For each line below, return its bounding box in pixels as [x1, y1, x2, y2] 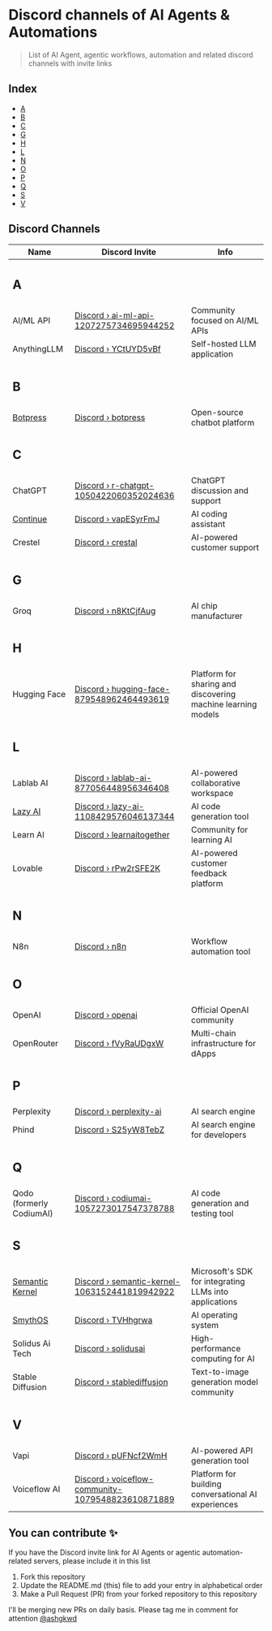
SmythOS [12, 1314, 49, 1326]
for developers [191, 1129, 247, 1140]
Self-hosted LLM [191, 339, 257, 350]
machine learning [191, 699, 257, 710]
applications [191, 1296, 238, 1308]
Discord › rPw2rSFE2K [74, 863, 161, 874]
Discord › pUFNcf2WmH [74, 1450, 168, 1461]
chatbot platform [191, 417, 255, 428]
